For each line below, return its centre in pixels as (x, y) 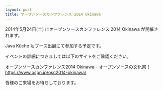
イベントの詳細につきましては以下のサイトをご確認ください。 (68, 56)
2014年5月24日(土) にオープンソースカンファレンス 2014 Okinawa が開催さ (82, 29)
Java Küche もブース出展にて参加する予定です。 (54, 45)
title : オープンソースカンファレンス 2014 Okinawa (53, 14)
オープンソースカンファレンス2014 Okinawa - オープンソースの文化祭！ (78, 67)
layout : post (19, 10)
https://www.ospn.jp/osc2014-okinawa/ (46, 72)
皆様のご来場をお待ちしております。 (42, 83)
